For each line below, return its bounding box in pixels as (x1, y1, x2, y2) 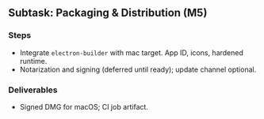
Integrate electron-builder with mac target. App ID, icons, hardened (19, 47, 244, 58)
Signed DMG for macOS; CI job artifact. (19, 102, 149, 111)
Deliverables (8, 84, 58, 95)
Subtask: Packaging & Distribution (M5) (8, 6, 208, 20)
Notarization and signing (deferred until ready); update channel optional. (19, 65, 257, 74)
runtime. (19, 56, 48, 65)
